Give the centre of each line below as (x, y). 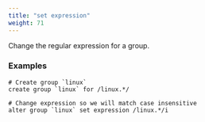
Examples (28, 66)
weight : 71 (26, 23)
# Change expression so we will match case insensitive (102, 103)
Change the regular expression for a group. (79, 45)
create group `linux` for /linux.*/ (69, 89)
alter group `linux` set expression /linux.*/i (89, 110)
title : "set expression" (49, 15)
